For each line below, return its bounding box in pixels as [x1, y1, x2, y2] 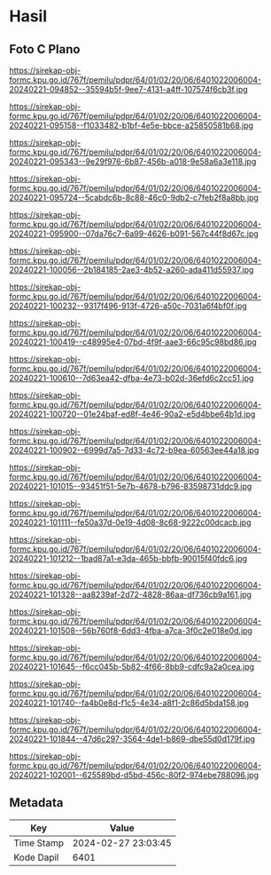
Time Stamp [13, 837, 65, 849]
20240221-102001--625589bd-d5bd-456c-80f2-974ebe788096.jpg [9, 770, 259, 780]
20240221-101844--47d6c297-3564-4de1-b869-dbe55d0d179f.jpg [9, 734, 255, 744]
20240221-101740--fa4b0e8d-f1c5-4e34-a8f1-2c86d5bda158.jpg [9, 697, 250, 708]
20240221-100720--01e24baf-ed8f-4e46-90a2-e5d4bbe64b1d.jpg [9, 409, 256, 419]
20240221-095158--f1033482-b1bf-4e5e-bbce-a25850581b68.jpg [9, 120, 254, 131]
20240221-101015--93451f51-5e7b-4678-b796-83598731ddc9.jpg [9, 481, 252, 491]
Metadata [9, 795, 64, 810]
